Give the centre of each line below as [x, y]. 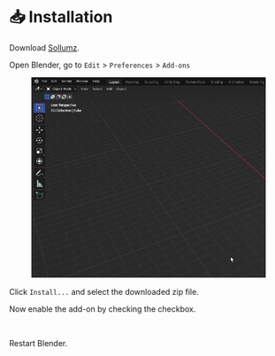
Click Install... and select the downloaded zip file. [104, 292]
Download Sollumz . [44, 47]
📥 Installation [61, 17]
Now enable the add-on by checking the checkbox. [103, 309]
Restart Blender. [38, 344]
